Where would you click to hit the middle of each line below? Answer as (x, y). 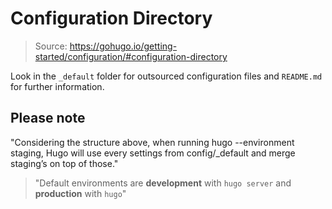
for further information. (57, 86)
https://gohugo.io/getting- (123, 46)
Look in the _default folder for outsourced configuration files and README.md (166, 76)
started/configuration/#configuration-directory (131, 56)
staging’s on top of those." (64, 163)
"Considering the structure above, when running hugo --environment (152, 142)
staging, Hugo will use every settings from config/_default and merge (153, 153)
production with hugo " (80, 193)
